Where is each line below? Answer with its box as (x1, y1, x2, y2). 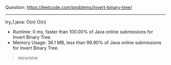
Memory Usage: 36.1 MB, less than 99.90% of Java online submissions (12, 40, 162, 45)
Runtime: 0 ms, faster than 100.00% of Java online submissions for (12, 29, 154, 35)
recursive (17, 55, 38, 60)
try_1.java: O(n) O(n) (5, 19, 47, 25)
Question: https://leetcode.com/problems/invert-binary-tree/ (5, 5, 132, 10)
